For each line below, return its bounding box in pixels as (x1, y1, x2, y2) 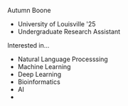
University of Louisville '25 (17, 20, 96, 28)
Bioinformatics (17, 78, 60, 86)
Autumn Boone (7, 6, 51, 14)
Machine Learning (17, 63, 71, 70)
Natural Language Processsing (17, 55, 108, 63)
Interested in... (7, 41, 50, 49)
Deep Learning (17, 70, 62, 78)
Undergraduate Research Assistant (17, 28, 121, 36)
